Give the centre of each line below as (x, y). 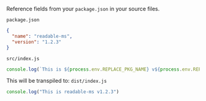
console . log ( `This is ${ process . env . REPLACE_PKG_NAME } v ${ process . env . (100, 69)
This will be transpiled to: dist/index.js (57, 81)
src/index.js (23, 58)
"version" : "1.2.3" (37, 42)
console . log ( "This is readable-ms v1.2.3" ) (63, 92)
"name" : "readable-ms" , (42, 36)
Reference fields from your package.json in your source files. (83, 9)
